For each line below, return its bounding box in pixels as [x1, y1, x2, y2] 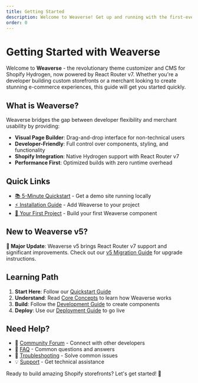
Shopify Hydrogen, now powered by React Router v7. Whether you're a [6, 71, 179, 78]
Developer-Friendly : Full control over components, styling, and [14, 140, 169, 148]
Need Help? [6, 323, 50, 334]
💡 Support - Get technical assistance [14, 358, 105, 365]
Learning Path [6, 272, 59, 283]
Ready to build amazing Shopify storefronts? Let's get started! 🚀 [6, 370, 162, 377]
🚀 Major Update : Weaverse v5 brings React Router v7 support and [6, 242, 167, 249]
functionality [14, 147, 45, 154]
